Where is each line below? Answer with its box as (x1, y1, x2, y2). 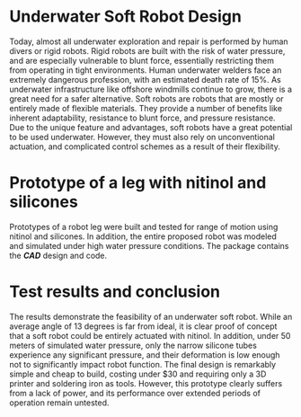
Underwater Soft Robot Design (9, 6, 243, 27)
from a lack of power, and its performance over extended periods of (9, 387, 261, 398)
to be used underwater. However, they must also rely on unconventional (9, 131, 276, 142)
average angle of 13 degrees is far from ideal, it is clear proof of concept (9, 321, 278, 332)
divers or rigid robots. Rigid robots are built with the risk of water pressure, (9, 45, 286, 56)
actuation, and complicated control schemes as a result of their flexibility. (9, 141, 280, 152)
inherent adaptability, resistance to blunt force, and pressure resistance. (9, 112, 276, 123)
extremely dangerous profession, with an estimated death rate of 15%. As (9, 74, 281, 84)
